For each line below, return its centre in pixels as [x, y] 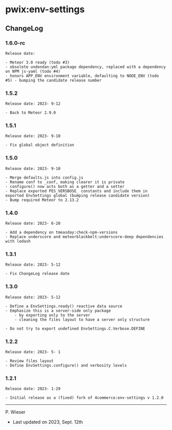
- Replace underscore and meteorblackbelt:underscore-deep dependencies [84, 237]
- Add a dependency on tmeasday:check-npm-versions [61, 232]
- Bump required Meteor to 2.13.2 [42, 200]
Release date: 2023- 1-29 [33, 389]
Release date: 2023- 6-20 [33, 224]
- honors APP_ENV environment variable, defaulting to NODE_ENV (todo [82, 76]
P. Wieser [15, 412]
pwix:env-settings [45, 9]
